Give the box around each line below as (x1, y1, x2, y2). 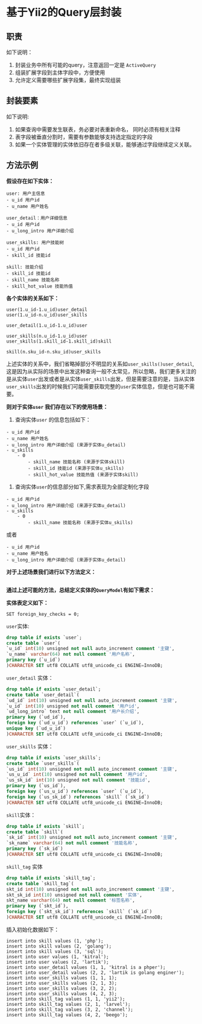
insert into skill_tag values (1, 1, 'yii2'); (6, 996, 125, 1002)
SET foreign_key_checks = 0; (6, 611, 80, 617)
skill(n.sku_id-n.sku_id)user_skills (6, 349, 101, 355)
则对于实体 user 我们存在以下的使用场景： (6, 403, 109, 410)
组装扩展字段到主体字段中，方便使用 (14, 69, 106, 76)
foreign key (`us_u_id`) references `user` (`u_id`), (6, 788, 145, 794)
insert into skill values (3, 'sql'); (6, 948, 104, 955)
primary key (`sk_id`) (6, 845, 63, 852)
